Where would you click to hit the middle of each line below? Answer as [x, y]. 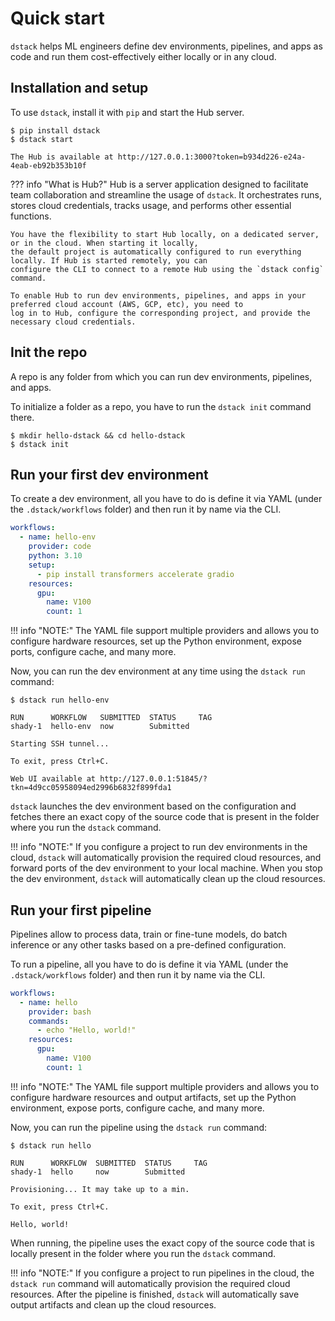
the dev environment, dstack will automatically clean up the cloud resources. [168, 879]
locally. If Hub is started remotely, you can [109, 260]
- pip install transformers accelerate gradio [135, 574]
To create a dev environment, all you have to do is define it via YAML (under [166, 499]
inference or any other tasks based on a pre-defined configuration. [148, 944]
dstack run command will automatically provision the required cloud [150, 1283]
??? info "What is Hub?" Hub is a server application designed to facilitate [159, 184]
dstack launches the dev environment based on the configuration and [153, 806]
